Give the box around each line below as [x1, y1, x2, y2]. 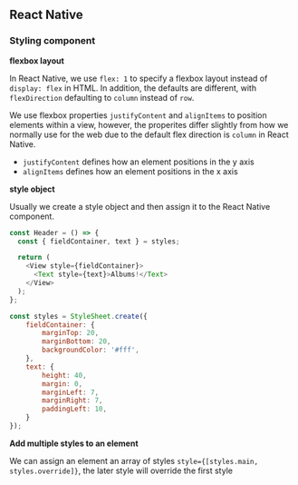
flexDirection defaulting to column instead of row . [9, 92, 195, 103]
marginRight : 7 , [42, 396, 103, 405]
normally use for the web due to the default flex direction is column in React [9, 129, 290, 140]
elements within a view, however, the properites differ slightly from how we [9, 119, 289, 130]
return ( [17, 253, 51, 262]
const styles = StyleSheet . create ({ [9, 312, 148, 321]
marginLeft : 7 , [42, 388, 100, 397]
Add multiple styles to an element [9, 438, 139, 449]
